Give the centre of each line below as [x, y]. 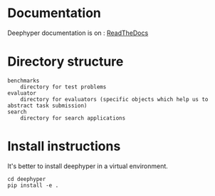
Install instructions [64, 146]
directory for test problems [63, 87]
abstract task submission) [47, 105]
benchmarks [23, 81]
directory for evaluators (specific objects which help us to [114, 99]
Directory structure [65, 62]
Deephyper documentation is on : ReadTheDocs [78, 33]
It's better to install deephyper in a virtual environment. [88, 166]
